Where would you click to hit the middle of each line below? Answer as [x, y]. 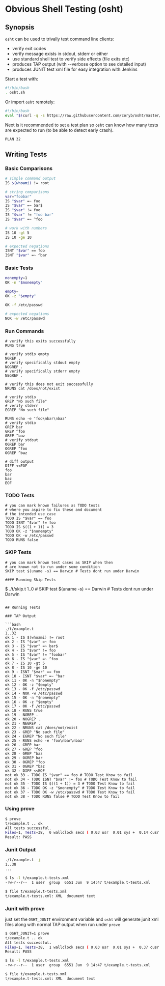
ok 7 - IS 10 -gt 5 [25, 663]
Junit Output [20, 850]
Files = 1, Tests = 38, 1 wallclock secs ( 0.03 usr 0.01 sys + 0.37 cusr [82, 947]
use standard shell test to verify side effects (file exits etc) [71, 59]
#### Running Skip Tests [30, 580]
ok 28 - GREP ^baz [24, 753]
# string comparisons [27, 192]
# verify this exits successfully [41, 341]
